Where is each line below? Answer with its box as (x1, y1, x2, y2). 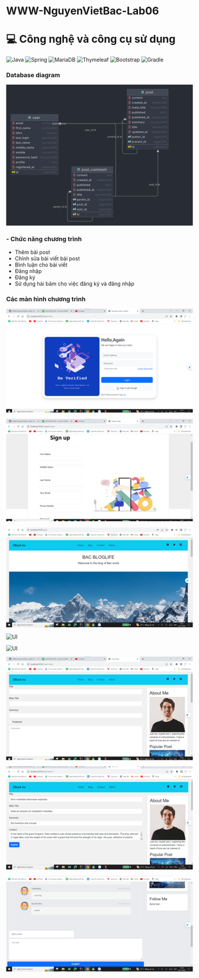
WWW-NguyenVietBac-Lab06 (6, 4, 159, 18)
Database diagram (6, 71, 60, 80)
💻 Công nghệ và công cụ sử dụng (6, 33, 176, 46)
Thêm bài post (14, 248, 50, 256)
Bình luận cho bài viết (14, 261, 68, 268)
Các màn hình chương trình (6, 295, 86, 303)
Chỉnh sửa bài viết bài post (14, 255, 80, 262)
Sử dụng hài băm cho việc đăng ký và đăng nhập (14, 280, 134, 287)
